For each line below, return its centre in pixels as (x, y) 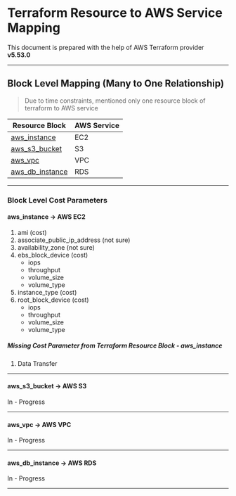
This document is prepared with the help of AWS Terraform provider (106, 47)
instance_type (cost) (47, 292)
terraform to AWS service (61, 108)
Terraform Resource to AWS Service (115, 13)
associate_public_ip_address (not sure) (74, 240)
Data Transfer (37, 363)
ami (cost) (32, 232)
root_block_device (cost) (53, 300)
